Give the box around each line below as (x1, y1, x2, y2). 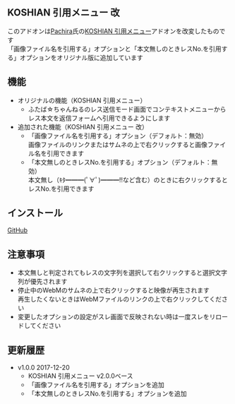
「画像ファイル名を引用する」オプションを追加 (28, 381, 164, 389)
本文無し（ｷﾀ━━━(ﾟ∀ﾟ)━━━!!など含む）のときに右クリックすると (28, 175, 228, 184)
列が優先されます (17, 278, 68, 286)
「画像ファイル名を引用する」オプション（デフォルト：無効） (28, 131, 208, 140)
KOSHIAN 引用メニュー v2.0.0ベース (28, 372, 133, 380)
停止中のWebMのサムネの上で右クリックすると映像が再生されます (17, 286, 210, 295)
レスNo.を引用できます (28, 184, 95, 193)
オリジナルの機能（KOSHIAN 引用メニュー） (17, 96, 147, 105)
